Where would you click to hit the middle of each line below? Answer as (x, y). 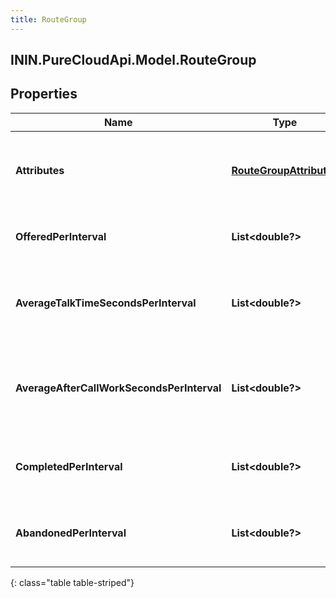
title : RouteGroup (48, 19)
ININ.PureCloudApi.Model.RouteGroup (133, 60)
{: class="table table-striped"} (72, 582)
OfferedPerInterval (61, 236)
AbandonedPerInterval (71, 533)
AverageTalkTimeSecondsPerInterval (106, 303)
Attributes (40, 170)
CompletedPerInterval (69, 466)
